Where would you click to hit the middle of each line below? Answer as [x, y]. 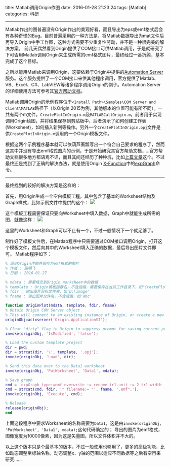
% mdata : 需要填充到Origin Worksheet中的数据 [52, 282]
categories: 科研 [22, 14]
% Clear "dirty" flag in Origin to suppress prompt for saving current [82, 329]
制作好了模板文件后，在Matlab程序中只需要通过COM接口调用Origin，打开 [82, 241]
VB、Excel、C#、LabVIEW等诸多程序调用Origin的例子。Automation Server [83, 85]
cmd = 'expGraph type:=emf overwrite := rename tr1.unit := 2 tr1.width [83, 385]
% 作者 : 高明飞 [20, 268]
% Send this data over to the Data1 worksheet [55, 366]
